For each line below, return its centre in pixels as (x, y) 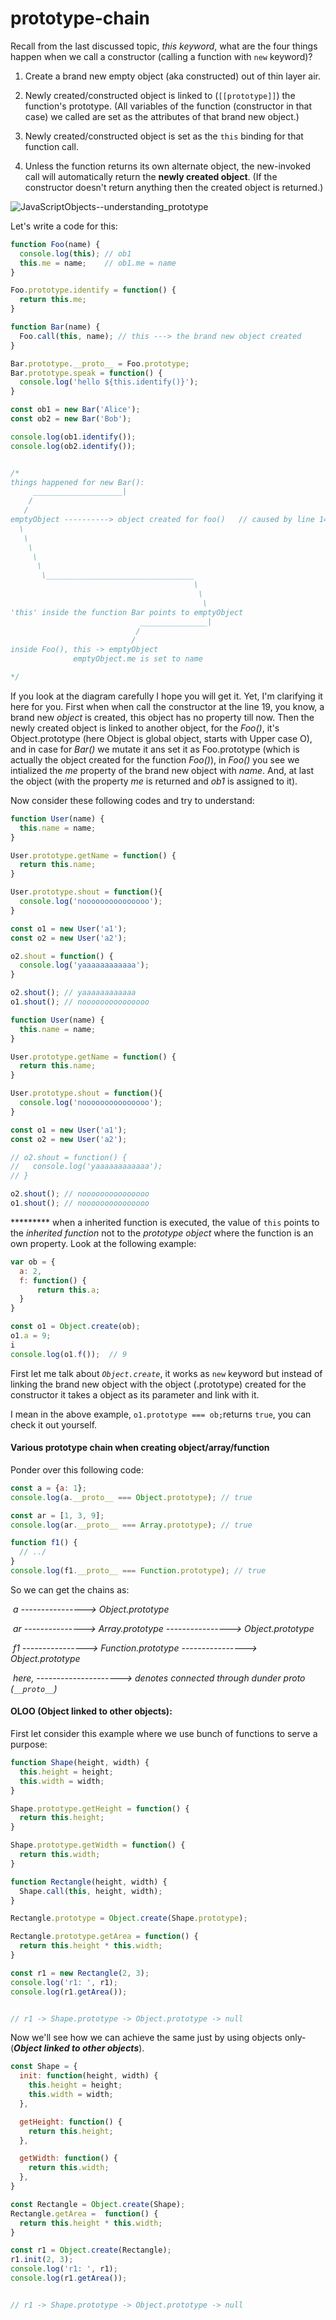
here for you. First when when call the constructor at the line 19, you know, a (167, 706)
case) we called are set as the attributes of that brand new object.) (162, 116)
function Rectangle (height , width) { (89, 1882)
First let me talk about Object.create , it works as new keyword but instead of (166, 1373)
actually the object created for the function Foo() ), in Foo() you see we (155, 759)
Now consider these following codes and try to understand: (132, 800)
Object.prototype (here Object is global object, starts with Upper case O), (161, 738)
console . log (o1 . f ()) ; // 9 (69, 1354)
